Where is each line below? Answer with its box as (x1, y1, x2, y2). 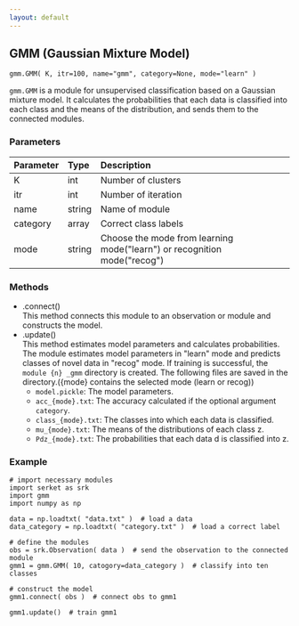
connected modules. (9, 113, 85, 125)
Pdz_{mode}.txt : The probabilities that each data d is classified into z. (35, 434, 289, 444)
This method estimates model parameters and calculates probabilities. (21, 339, 280, 350)
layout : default (9, 12, 69, 22)
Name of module (100, 202, 171, 215)
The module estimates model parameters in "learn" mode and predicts (21, 348, 281, 359)
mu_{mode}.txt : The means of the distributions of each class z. (35, 424, 264, 435)
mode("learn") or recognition (100, 242, 222, 255)
